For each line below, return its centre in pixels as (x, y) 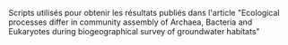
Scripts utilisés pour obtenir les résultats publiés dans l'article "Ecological (144, 13)
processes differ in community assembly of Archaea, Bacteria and (131, 22)
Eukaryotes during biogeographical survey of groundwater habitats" (135, 31)
